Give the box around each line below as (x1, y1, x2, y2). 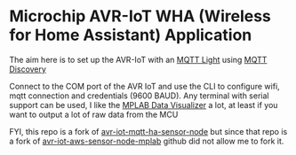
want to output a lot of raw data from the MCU (9, 109, 179, 120)
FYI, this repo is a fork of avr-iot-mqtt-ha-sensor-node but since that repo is (9, 126, 288, 136)
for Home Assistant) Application (9, 25, 252, 45)
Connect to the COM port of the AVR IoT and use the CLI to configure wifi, (9, 81, 280, 91)
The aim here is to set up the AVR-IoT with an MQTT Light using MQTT (9, 54, 268, 65)
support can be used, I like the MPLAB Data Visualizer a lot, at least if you (9, 99, 278, 110)
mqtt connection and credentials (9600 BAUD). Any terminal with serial (9, 90, 269, 101)
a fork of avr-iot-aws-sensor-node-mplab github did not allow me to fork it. (9, 136, 284, 146)
